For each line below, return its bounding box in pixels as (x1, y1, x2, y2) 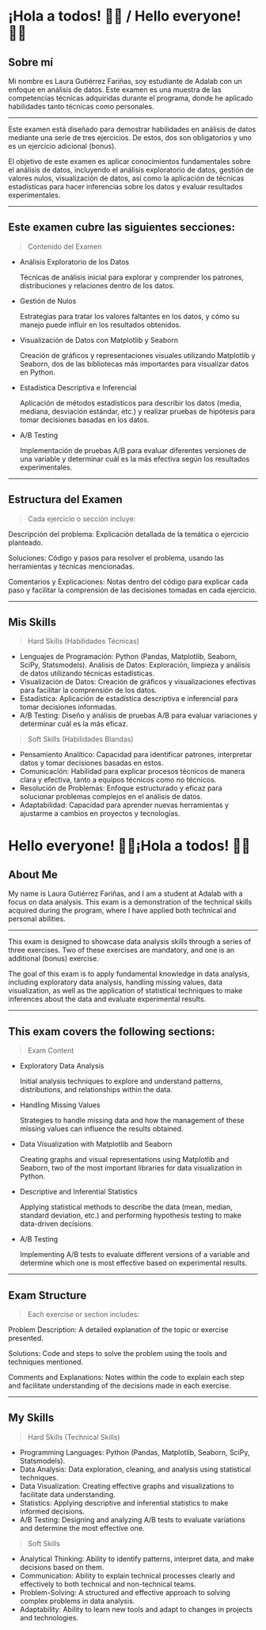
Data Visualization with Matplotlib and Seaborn (19, 1140, 173, 1149)
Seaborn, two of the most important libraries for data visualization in (19, 1163, 242, 1173)
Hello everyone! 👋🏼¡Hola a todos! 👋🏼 (8, 836, 251, 855)
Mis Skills (8, 615, 57, 629)
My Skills (8, 1411, 55, 1425)
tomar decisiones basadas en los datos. (19, 415, 150, 425)
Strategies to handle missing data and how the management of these (19, 1116, 245, 1125)
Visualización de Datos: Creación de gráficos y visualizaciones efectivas (19, 677, 256, 687)
